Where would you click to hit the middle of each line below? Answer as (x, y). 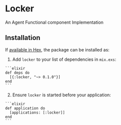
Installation (23, 38)
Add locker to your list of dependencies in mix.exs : (64, 59)
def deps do (17, 73)
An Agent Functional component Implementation (54, 22)
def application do (25, 108)
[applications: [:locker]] (37, 112)
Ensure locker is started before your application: (61, 95)
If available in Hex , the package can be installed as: (57, 49)
